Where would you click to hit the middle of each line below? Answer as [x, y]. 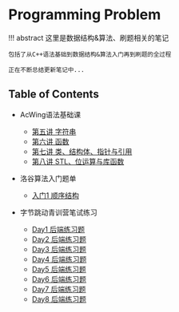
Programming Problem [85, 15]
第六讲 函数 [50, 141]
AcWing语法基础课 [50, 114]
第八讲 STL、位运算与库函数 [78, 161]
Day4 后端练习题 [59, 259]
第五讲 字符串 [54, 131]
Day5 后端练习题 [59, 269]
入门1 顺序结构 [56, 195]
